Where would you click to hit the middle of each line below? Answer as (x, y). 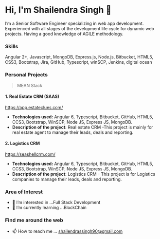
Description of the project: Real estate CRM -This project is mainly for (82, 127)
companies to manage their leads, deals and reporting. (67, 179)
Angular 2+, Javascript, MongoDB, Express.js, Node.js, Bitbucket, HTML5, (79, 57)
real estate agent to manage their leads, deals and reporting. (73, 132)
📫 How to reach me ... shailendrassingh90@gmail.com (67, 231)
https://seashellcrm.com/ (30, 154)
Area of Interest (24, 192)
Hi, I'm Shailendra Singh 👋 (58, 10)
